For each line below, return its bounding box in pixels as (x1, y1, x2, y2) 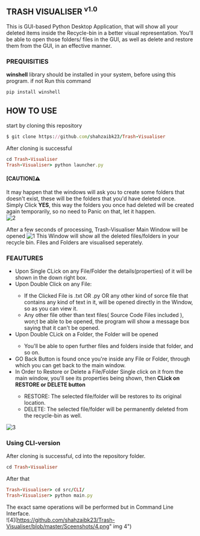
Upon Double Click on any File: (14, 280, 92, 287)
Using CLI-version (6, 439, 61, 447)
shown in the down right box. (14, 273, 87, 281)
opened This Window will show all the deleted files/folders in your (6, 232, 180, 240)
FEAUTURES (6, 253, 43, 262)
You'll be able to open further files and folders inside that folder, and (23, 342, 194, 350)
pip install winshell (6, 89, 61, 96)
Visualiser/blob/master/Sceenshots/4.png (6, 523, 110, 530)
